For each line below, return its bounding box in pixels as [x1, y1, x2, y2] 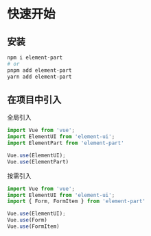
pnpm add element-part [7, 66, 72, 74]
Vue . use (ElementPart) [7, 158, 69, 165]
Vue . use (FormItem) [7, 223, 60, 230]
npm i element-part [7, 54, 63, 61]
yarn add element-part [7, 73, 72, 80]
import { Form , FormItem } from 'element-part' [7, 198, 146, 205]
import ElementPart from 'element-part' [7, 140, 125, 147]
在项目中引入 [7, 94, 62, 105]
